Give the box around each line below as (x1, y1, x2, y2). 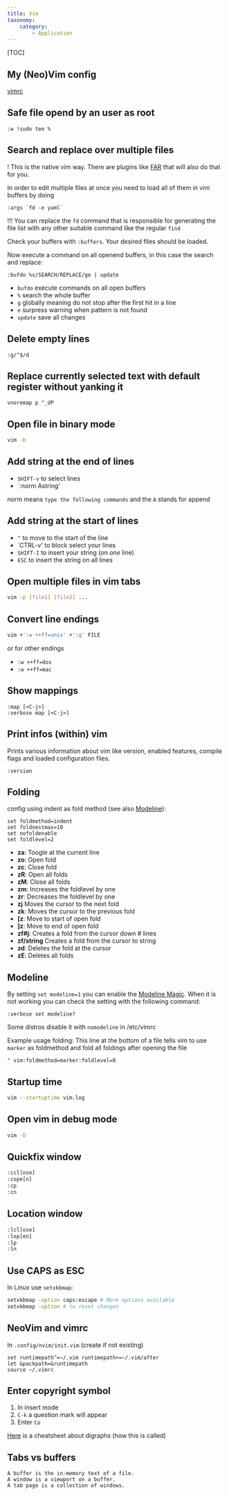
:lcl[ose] (7, 1226, 36, 1233)
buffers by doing (7, 191, 55, 199)
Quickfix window (7, 1151, 82, 1163)
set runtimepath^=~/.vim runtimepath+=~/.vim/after (7, 1354, 159, 1361)
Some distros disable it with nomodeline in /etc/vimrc (7, 1023, 156, 1032)
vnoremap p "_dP (7, 399, 54, 406)
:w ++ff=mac (17, 666, 52, 673)
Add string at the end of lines (7, 455, 135, 468)
